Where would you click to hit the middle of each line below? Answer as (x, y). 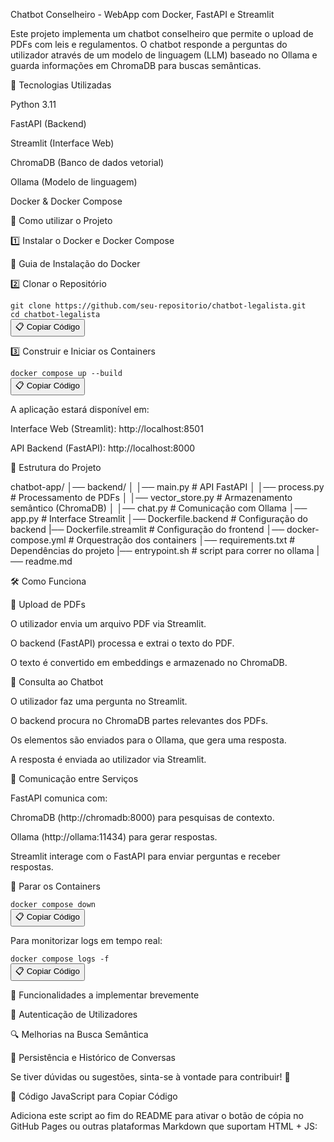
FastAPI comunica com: (59, 798)
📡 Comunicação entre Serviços (74, 778)
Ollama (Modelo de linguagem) (74, 182)
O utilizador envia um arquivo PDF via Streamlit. (108, 623)
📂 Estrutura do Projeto (56, 467)
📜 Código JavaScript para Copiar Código (94, 1096)
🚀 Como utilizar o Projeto (61, 220)
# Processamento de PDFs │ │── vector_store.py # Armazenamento (151, 497)
